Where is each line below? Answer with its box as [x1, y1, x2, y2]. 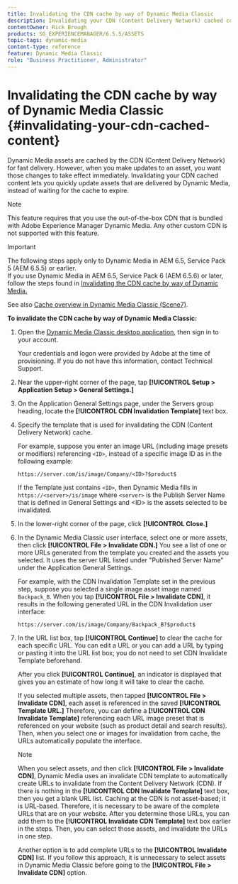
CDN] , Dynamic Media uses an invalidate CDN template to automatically [17, 771, 228, 780]
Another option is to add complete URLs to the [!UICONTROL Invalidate [17, 846, 227, 854]
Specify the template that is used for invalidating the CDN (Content [17, 420, 213, 429]
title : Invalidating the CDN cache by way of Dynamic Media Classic [7, 10, 214, 18]
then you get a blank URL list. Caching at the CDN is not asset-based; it [17, 794, 226, 802]
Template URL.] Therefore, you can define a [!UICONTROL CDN [17, 706, 205, 714]
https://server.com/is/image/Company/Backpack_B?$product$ [17, 621, 196, 628]
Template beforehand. [17, 656, 83, 665]
